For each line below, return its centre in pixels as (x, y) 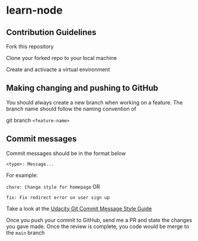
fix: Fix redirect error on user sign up (58, 197)
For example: (22, 175)
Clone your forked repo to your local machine (62, 58)
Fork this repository (30, 46)
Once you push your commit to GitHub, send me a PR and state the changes (99, 220)
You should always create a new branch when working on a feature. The (95, 102)
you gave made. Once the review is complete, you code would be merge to (98, 226)
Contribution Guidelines (51, 32)
